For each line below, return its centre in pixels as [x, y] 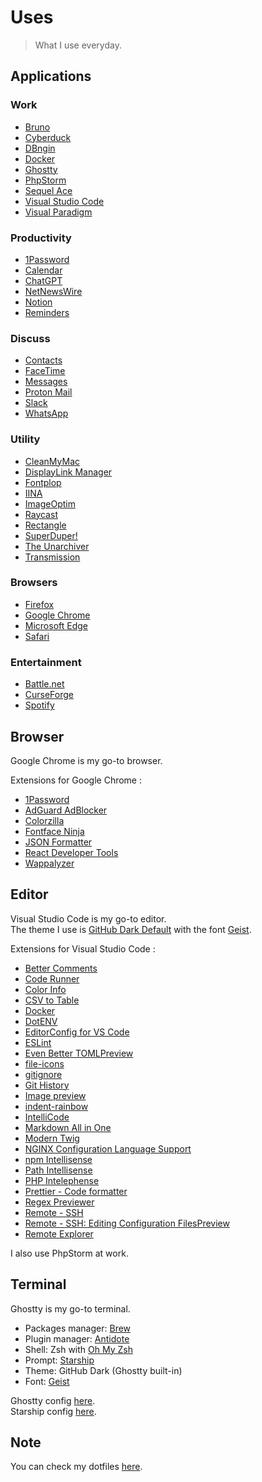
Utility [25, 439]
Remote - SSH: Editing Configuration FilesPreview [127, 1223]
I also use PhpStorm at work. [69, 1253]
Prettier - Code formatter [76, 1191]
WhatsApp [46, 413]
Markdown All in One [68, 1127]
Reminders [47, 312]
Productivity [41, 238]
